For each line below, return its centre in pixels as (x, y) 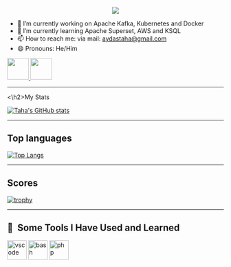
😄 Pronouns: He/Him (47, 49)
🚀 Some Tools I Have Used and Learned (93, 228)
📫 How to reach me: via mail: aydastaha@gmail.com (92, 39)
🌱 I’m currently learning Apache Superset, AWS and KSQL (99, 31)
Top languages (40, 139)
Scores (23, 183)
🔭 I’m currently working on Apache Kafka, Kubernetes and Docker (110, 23)
